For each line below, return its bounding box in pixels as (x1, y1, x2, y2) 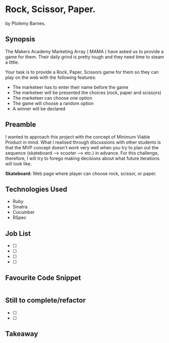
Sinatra (12, 204, 28, 210)
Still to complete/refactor (5, 296, 86, 305)
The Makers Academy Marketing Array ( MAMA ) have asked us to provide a (5, 48, 164, 54)
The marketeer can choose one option (12, 95, 92, 101)
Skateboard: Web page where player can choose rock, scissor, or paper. (5, 170, 157, 177)
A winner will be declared (12, 105, 66, 112)
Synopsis (5, 35, 35, 44)
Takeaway (5, 330, 38, 338)
